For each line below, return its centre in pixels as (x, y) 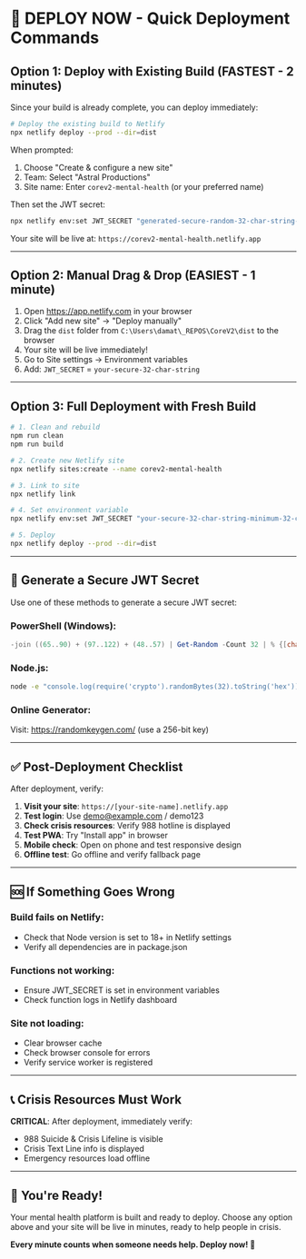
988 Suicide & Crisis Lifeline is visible (93, 1139)
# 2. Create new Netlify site (68, 461)
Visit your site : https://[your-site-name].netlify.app (126, 807)
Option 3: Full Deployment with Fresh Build (133, 406)
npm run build (37, 444)
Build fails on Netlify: (57, 917)
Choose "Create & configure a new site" (98, 167)
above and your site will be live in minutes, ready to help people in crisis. (146, 1227)
